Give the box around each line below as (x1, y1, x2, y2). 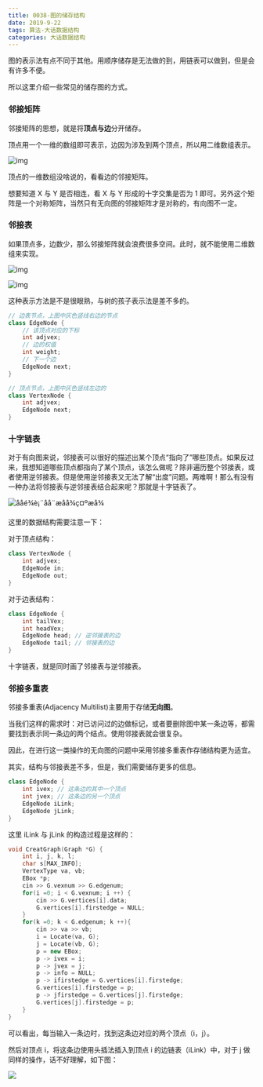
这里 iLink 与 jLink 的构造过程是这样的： (8, 830, 135, 839)
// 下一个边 (22, 356, 56, 363)
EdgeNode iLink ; (22, 800, 76, 808)
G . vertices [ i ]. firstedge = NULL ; (36, 903, 146, 911)
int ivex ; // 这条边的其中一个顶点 (22, 786, 127, 793)
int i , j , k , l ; (22, 852, 76, 860)
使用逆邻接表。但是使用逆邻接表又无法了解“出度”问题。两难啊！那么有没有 (14, 472, 254, 482)
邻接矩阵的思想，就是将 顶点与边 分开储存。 (8, 123, 146, 133)
